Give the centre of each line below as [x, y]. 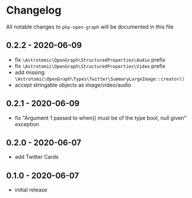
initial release [31, 190]
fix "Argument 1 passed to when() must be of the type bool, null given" [100, 118]
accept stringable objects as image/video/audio [73, 85]
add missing [30, 72]
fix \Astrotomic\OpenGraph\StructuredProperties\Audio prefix [90, 59]
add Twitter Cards [37, 157]
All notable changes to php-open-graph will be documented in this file [90, 27]
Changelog [34, 10]
